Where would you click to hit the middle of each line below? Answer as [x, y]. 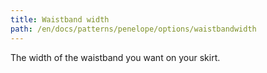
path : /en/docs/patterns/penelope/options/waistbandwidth [133, 29]
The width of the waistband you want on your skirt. [115, 57]
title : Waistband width [60, 19]
